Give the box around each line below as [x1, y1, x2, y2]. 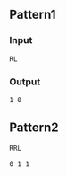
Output [9, 75, 41, 88]
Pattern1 [9, 7, 56, 22]
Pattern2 [9, 120, 59, 136]
